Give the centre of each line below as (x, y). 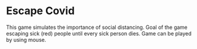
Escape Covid (41, 11)
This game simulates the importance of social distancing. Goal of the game (97, 27)
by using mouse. (26, 40)
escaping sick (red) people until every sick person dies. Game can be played (99, 33)
